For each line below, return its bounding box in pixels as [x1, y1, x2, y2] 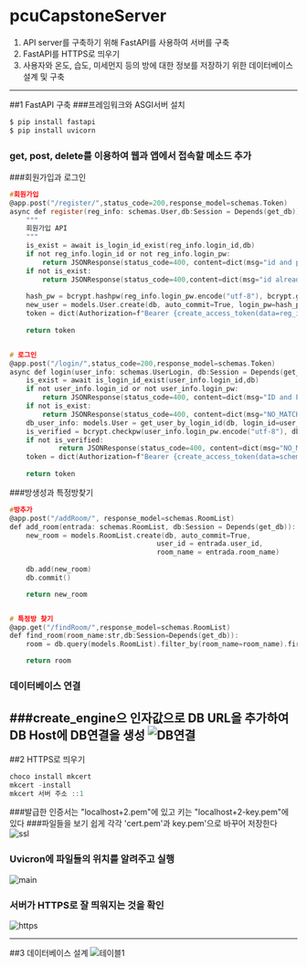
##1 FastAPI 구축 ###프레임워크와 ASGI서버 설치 [9, 99, 185, 110]
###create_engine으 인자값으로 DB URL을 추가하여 [9, 710, 290, 727]
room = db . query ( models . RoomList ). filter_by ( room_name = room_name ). [26, 640, 288, 649]
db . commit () [26, 573, 71, 582]
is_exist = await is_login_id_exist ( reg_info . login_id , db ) [26, 241, 256, 250]
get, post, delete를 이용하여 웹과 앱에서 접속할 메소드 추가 [9, 149, 252, 162]
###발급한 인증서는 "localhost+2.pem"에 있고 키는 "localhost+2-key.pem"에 [9, 806, 290, 818]
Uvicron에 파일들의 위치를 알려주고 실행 [9, 853, 175, 866]
